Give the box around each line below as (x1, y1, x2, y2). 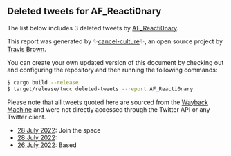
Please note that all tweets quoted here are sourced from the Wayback (7, 98, 209, 106)
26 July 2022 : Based (17, 141, 77, 149)
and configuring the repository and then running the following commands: (7, 66, 218, 74)
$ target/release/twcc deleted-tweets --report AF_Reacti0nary (7, 86, 194, 92)
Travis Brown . (7, 45, 46, 53)
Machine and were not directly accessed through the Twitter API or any (7, 105, 210, 113)
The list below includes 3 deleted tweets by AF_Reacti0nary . (7, 23, 179, 32)
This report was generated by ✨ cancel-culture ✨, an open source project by (7, 37, 223, 46)
